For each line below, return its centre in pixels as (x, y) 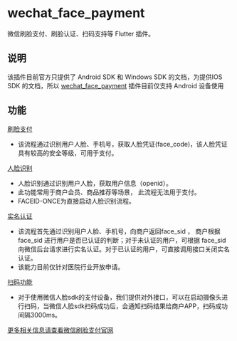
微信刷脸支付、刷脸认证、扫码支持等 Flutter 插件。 (81, 33)
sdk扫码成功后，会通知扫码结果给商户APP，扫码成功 (151, 306)
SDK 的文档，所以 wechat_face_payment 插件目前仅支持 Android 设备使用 (116, 85)
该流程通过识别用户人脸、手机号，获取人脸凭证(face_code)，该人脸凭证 (122, 144)
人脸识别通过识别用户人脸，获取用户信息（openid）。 (95, 183)
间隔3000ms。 (39, 315)
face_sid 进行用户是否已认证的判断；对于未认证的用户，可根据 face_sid (122, 240)
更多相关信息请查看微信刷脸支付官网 (60, 330)
